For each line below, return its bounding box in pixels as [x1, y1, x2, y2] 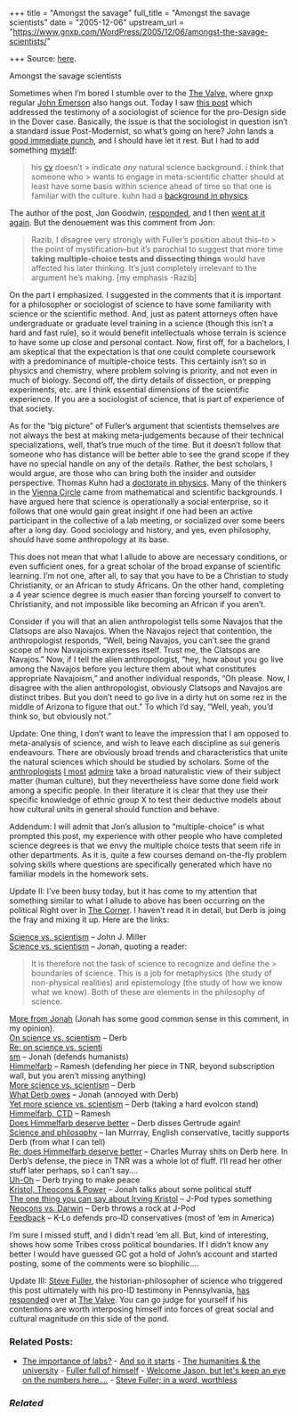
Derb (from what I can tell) [9, 1137, 106, 1147]
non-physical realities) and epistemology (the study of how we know [30, 977, 283, 988]
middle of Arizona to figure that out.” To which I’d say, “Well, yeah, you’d [9, 702, 274, 712]
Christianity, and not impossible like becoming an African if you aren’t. [9, 599, 266, 609]
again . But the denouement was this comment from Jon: [9, 218, 215, 227]
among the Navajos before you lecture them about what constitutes [9, 663, 256, 674]
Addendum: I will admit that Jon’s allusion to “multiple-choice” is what [9, 821, 265, 832]
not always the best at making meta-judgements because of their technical [9, 430, 285, 440]
